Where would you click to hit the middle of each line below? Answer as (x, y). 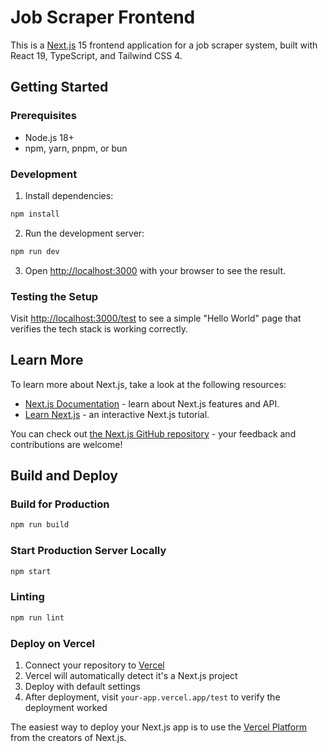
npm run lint (37, 617)
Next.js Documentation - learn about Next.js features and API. (152, 403)
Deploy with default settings (82, 686)
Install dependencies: (69, 195)
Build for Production (60, 504)
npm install (35, 214)
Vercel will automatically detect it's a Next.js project (131, 675)
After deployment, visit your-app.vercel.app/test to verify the (152, 697)
